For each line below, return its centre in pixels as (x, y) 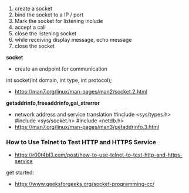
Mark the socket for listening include (59, 21)
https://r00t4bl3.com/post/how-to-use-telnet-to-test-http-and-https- (99, 155)
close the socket (34, 46)
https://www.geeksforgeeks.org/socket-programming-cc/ (84, 184)
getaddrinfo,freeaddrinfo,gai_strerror (53, 103)
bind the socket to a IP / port (49, 15)
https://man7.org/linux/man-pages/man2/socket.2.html (81, 91)
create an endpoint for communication (61, 69)
